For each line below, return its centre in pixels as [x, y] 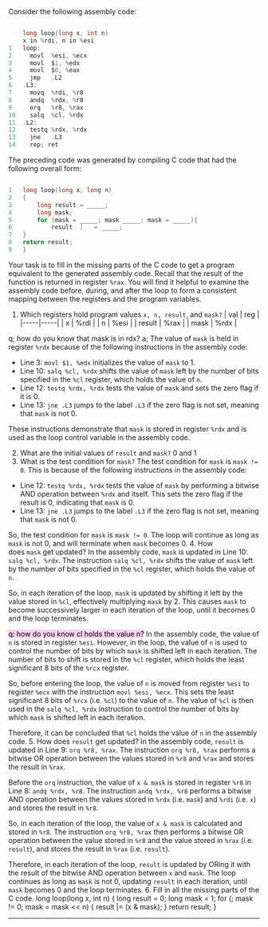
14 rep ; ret [33, 145]
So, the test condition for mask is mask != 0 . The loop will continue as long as [134, 534]
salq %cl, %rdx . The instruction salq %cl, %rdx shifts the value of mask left [131, 560]
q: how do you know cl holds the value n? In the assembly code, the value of [134, 633]
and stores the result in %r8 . [53, 808]
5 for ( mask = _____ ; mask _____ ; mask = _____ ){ [103, 220]
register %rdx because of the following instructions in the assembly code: [128, 346]
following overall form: [45, 168]
